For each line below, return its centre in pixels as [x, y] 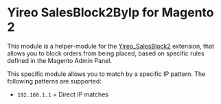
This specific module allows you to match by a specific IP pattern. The [106, 74]
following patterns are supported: [54, 81]
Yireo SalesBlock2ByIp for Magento [110, 13]
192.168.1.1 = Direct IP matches [62, 94]
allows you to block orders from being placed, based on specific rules [106, 53]
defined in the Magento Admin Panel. [59, 60]
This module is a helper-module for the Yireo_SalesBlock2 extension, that [111, 46]
